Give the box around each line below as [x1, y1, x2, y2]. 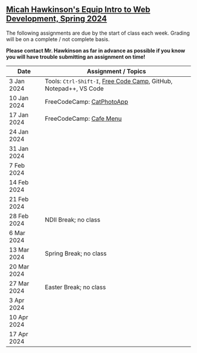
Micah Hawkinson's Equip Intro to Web [6, 5, 151, 15]
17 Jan [9, 111, 29, 119]
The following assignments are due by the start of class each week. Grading [6, 29, 190, 36]
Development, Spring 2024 [6, 14, 107, 24]
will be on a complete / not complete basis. [6, 35, 110, 43]
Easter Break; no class [45, 283, 106, 291]
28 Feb [9, 212, 29, 220]
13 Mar [9, 246, 29, 254]
